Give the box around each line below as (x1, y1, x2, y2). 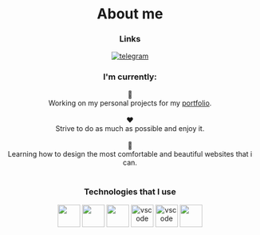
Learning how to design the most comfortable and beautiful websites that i (7, 149, 253, 158)
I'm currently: (103, 71, 157, 82)
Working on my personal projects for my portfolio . (48, 98, 212, 108)
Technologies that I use (83, 185, 177, 197)
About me (97, 5, 163, 23)
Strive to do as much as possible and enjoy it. (55, 123, 205, 133)
